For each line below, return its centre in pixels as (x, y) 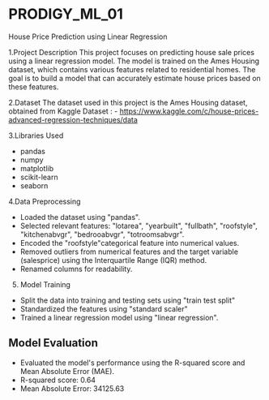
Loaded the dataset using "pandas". (80, 217)
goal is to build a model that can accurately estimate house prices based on (134, 78)
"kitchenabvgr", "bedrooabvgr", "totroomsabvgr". (102, 234)
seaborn (34, 185)
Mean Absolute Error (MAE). (67, 371)
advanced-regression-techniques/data (73, 119)
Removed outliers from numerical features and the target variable (129, 252)
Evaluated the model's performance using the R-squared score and (132, 363)
